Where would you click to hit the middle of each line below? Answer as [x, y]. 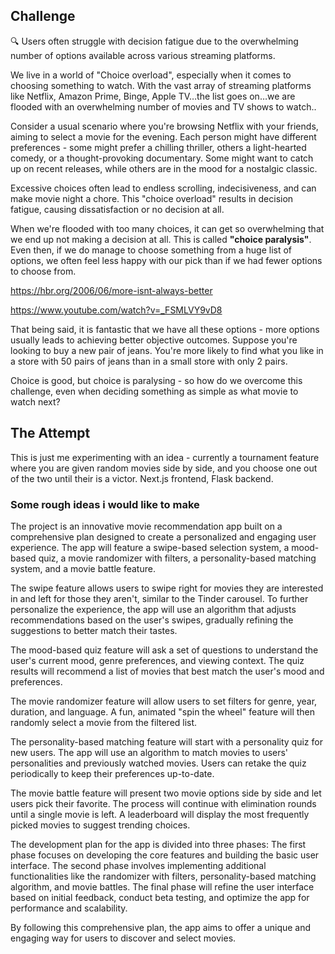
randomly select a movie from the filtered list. [104, 722]
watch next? [35, 401]
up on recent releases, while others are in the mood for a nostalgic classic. [164, 168]
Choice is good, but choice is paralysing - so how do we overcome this [156, 380]
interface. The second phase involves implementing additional [138, 865]
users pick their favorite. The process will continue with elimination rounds [163, 803]
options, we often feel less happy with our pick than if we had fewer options [166, 260]
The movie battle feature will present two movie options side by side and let [166, 793]
